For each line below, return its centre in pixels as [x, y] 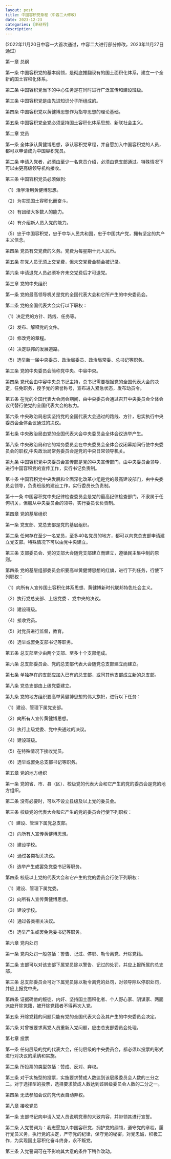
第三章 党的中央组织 [26, 284]
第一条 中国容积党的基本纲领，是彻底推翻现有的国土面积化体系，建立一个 [82, 73]
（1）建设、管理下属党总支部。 [38, 823]
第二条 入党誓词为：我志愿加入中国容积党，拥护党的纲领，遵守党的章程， [82, 1128]
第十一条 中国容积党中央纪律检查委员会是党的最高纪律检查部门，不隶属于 [82, 497]
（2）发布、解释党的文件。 [34, 327]
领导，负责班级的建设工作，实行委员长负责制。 [63, 486]
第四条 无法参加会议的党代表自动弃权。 [46, 1095]
